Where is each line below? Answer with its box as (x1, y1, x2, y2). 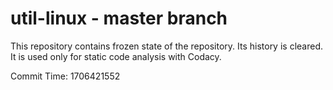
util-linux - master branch (10, 7, 228, 30)
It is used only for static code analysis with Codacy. (10, 50, 222, 62)
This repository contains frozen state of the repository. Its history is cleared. (10, 40, 323, 52)
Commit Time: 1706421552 (10, 70, 121, 82)
